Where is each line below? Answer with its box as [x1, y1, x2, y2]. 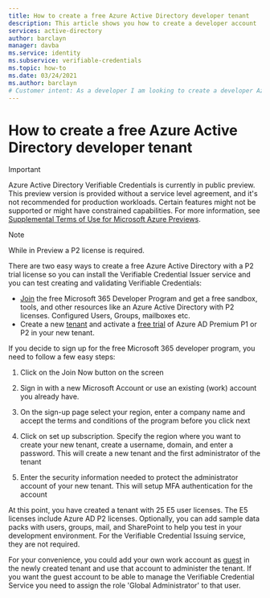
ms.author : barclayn [8, 79, 78, 87]
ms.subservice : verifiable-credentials [8, 57, 142, 65]
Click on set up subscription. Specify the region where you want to [19, 432, 241, 441]
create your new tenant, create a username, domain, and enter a [19, 440, 234, 450]
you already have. [19, 391, 80, 402]
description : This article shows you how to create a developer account [8, 19, 257, 27]
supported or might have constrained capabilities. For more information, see [8, 206, 260, 215]
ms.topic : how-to [8, 64, 67, 72]
